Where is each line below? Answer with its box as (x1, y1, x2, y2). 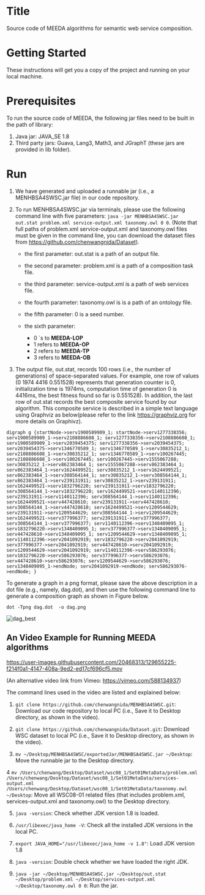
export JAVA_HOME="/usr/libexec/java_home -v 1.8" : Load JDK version (15, 839, 195, 847)
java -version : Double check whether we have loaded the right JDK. (15, 858, 189, 865)
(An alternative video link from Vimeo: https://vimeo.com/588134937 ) (6, 677, 182, 684)
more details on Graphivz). (15, 417, 83, 425)
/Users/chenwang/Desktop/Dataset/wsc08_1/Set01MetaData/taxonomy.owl (6, 785, 188, 792)
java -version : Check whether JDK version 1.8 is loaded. (15, 809, 159, 817)
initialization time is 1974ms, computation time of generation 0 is (15, 385, 177, 392)
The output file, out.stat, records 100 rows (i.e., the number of (15, 365, 171, 373)
